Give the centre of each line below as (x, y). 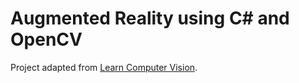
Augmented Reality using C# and (150, 18)
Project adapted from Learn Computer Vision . (104, 67)
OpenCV (46, 39)
